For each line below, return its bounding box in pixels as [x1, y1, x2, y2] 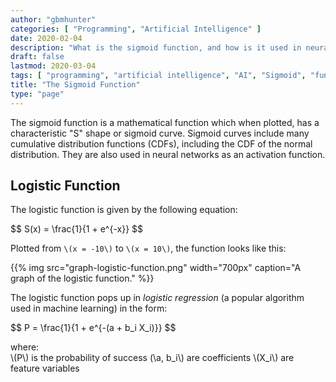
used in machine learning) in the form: [10, 302, 168, 315]
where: [10, 341, 40, 353]
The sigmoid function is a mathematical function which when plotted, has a [10, 116, 320, 128]
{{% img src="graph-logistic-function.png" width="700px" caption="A [10, 262, 302, 274]
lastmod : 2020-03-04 [10, 61, 97, 71]
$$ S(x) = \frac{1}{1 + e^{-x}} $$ [10, 223, 143, 235]
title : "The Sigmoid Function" [10, 80, 141, 90]
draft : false [10, 52, 65, 62]
